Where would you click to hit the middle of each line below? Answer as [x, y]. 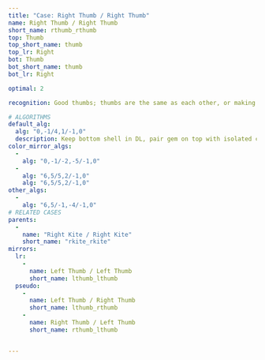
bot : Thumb [26, 60]
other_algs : [28, 190]
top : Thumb [26, 37]
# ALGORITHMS [30, 117]
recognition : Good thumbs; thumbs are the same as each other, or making [132, 103]
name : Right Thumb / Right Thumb [63, 23]
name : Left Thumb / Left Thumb [80, 271]
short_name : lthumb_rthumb [73, 308]
